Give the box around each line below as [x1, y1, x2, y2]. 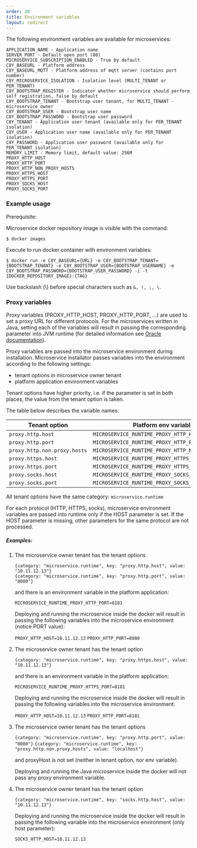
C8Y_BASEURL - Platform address [6, 62, 85, 68]
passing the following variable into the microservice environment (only [14, 819, 185, 826]
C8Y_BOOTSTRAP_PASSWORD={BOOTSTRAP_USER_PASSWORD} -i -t [6, 268, 148, 274]
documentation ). [6, 336, 46, 343]
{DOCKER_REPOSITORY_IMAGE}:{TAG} [6, 273, 88, 279]
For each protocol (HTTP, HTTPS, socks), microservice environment [6, 504, 171, 511]
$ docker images [6, 236, 46, 242]
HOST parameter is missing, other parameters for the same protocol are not [6, 517, 189, 524]
